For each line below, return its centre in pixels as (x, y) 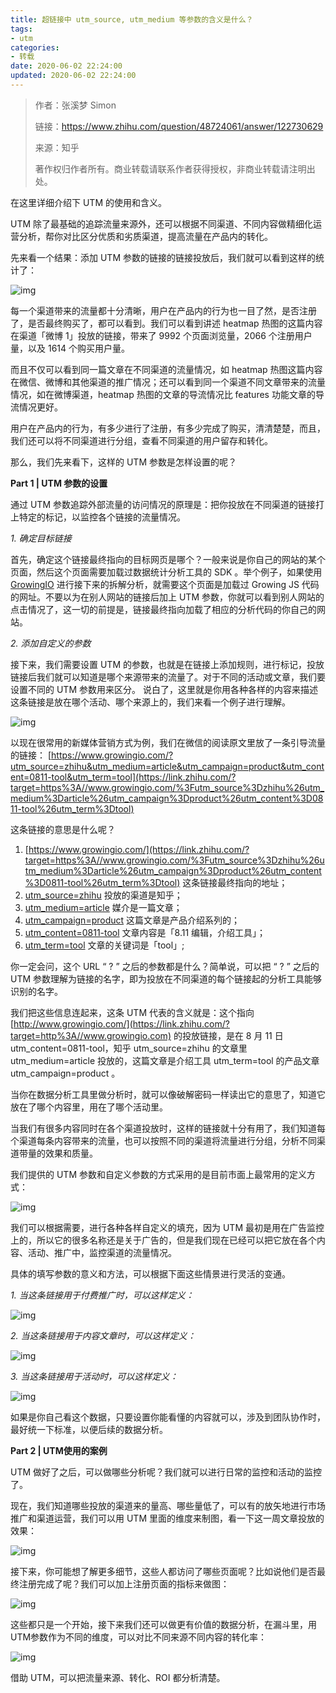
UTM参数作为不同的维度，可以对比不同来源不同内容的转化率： (139, 1637)
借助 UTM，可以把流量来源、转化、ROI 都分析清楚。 (118, 1677)
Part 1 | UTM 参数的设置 (59, 483)
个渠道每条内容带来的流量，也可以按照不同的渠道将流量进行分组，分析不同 (163, 1140)
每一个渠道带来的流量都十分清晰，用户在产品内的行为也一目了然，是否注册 (163, 310)
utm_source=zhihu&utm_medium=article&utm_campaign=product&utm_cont (167, 766)
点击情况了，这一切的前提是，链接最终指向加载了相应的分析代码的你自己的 (163, 609)
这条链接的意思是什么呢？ (63, 829)
